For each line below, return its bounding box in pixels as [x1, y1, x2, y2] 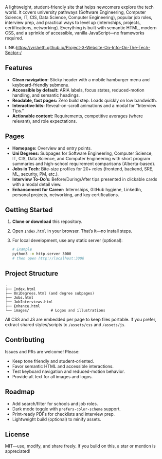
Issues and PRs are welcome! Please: [5, 349, 80, 354]
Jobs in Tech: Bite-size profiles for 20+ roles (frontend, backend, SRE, [12, 165, 154, 172]
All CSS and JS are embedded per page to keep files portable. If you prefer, [5, 316, 157, 322]
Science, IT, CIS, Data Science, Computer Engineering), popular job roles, [5, 15, 153, 20]
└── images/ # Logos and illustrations [5, 308, 106, 313]
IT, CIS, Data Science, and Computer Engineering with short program [12, 155, 151, 161]
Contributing [5, 336, 45, 344]
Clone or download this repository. [12, 219, 83, 224]
